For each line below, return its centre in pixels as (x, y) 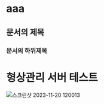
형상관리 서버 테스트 (52, 77)
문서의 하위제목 (27, 51)
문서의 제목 (25, 32)
